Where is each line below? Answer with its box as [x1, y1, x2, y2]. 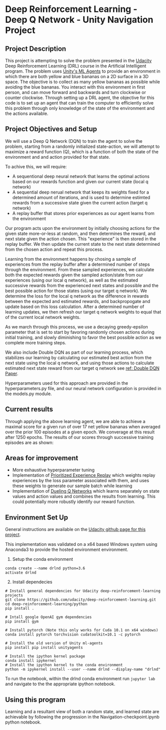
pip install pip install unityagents [5, 645, 83, 650]
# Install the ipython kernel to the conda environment [5, 663, 123, 668]
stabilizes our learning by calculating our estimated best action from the [5, 354, 152, 360]
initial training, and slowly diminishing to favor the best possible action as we [5, 334, 162, 340]
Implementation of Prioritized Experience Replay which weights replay [12, 472, 156, 478]
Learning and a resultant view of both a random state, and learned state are [5, 709, 160, 715]
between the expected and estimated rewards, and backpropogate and [5, 298, 150, 304]
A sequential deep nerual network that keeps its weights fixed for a [12, 189, 150, 195]
